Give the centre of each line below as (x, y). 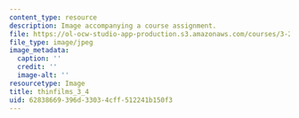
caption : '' (40, 59)
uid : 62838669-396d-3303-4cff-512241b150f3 (91, 100)
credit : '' (37, 67)
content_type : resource (53, 17)
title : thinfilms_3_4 (49, 91)
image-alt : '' (43, 75)
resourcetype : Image (48, 83)
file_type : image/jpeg (51, 42)
